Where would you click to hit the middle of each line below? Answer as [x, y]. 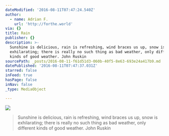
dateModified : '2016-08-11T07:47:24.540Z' [50, 10]
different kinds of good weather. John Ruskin [64, 128]
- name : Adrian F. [29, 19]
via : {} [13, 29]
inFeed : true [19, 75]
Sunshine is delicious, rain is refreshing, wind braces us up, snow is [88, 117]
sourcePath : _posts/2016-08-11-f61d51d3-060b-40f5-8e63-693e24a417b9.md [83, 61]
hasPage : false [21, 80]
